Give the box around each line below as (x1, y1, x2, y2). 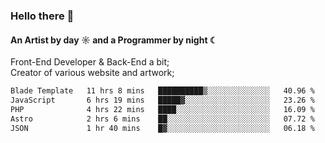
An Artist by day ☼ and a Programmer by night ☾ (10, 34, 218, 46)
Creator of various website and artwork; (10, 67, 175, 79)
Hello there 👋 (10, 9, 75, 23)
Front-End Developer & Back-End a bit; (10, 56, 170, 68)
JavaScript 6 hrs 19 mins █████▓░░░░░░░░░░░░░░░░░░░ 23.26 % (10, 95, 315, 105)
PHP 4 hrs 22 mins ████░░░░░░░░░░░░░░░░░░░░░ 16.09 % (10, 104, 315, 114)
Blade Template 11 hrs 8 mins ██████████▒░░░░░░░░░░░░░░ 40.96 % (10, 86, 315, 96)
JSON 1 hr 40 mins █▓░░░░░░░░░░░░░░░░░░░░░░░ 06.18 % (10, 123, 315, 133)
